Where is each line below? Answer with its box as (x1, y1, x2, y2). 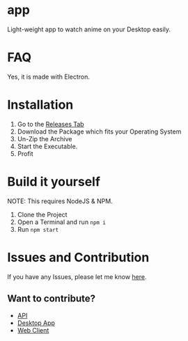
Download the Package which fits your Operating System (17, 127, 182, 136)
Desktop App (17, 319, 56, 327)
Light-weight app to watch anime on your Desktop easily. (7, 25, 171, 33)
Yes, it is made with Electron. (7, 72, 91, 81)
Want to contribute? (7, 293, 96, 305)
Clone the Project (17, 210, 68, 219)
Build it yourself (7, 174, 101, 189)
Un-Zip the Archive (17, 134, 72, 143)
